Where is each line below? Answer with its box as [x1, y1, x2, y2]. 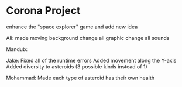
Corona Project [6, 4, 81, 17]
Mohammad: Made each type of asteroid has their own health [6, 74, 155, 81]
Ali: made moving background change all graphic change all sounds [6, 34, 170, 41]
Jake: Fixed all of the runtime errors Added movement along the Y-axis [6, 57, 177, 64]
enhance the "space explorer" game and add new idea [6, 23, 138, 30]
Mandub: [6, 45, 28, 53]
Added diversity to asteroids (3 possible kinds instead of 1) [6, 63, 147, 70]
